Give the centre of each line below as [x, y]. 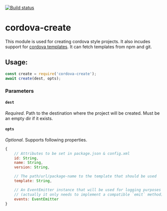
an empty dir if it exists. [29, 118]
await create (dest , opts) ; [33, 78]
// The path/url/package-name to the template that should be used [85, 176]
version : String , [32, 167]
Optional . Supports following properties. [46, 140]
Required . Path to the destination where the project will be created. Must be [83, 113]
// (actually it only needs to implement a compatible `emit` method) [89, 194]
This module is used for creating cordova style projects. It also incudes [78, 41]
